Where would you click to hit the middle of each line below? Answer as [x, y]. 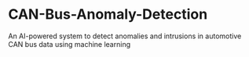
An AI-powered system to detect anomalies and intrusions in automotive [125, 36]
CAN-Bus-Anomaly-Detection [108, 14]
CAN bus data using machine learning [70, 44]
